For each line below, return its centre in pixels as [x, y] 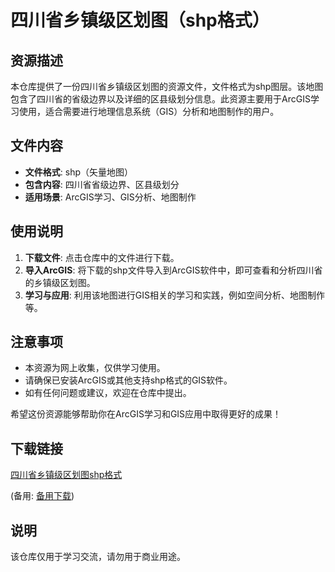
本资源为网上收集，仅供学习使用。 [95, 368]
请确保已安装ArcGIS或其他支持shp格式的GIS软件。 [128, 380]
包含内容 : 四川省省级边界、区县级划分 [102, 184]
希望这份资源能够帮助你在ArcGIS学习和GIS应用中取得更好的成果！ [146, 414]
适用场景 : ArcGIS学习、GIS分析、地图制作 [110, 197]
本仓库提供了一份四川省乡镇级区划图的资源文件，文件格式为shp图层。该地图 [167, 86]
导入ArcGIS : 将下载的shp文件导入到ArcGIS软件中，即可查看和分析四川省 [173, 270]
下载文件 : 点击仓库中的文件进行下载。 [102, 257]
